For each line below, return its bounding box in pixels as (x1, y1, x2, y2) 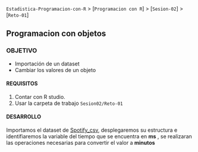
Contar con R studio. (14, 93, 65, 100)
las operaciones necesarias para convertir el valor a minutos (6, 139, 156, 147)
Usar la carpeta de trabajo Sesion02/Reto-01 (14, 100, 123, 107)
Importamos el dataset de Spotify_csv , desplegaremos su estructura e (6, 126, 178, 134)
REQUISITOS (6, 80, 38, 87)
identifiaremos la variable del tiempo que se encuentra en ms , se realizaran (6, 133, 192, 140)
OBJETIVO (6, 46, 37, 55)
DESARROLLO (6, 113, 42, 120)
